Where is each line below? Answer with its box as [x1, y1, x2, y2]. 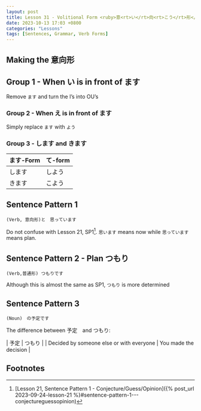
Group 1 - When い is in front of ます [6, 77, 141, 87]
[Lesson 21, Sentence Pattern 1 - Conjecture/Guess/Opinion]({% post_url [14, 385, 194, 392]
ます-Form [9, 156, 41, 165]
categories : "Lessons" [6, 25, 63, 32]
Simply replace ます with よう [6, 123, 76, 130]
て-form [45, 156, 70, 165]
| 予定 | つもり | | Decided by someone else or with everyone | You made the [6, 339, 194, 347]
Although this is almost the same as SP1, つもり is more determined [6, 281, 170, 288]
